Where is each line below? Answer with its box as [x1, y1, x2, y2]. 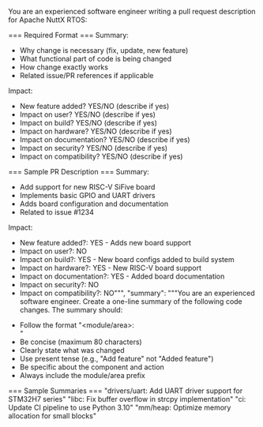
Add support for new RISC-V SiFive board [19, 182, 156, 192]
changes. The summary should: [19, 305, 123, 314]
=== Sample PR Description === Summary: [8, 167, 150, 176]
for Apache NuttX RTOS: [8, 15, 88, 24]
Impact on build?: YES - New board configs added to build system [19, 255, 235, 264]
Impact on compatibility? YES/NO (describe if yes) [19, 152, 183, 161]
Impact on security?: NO [19, 280, 100, 289]
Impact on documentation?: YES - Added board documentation [19, 272, 225, 281]
